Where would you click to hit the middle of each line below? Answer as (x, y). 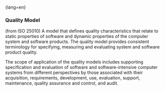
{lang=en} (15, 7)
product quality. (21, 52)
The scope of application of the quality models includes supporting (74, 62)
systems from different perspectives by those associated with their (74, 72)
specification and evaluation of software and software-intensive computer (81, 67)
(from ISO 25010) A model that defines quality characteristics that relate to (82, 31)
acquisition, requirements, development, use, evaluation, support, (73, 78)
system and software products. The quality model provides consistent (77, 41)
